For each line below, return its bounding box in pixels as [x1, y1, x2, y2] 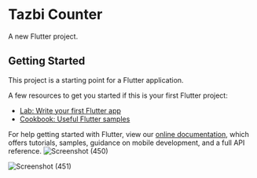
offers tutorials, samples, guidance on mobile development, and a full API [8, 138, 245, 147]
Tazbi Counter [8, 6, 103, 24]
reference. [8, 146, 42, 155]
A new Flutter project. [8, 32, 79, 41]
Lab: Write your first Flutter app [19, 106, 122, 115]
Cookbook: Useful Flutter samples [19, 114, 130, 124]
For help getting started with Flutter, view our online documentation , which [8, 129, 250, 139]
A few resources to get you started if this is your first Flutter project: [8, 91, 228, 100]
